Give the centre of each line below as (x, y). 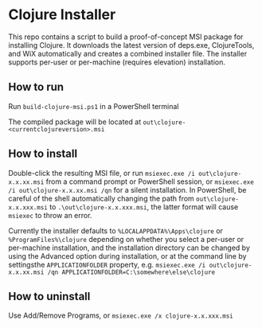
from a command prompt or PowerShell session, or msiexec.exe (150, 182)
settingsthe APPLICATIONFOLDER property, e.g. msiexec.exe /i (107, 264)
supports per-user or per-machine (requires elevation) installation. (117, 62)
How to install (43, 154)
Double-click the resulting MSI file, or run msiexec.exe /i (102, 173)
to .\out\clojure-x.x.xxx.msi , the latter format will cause (144, 207)
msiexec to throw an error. (50, 215)
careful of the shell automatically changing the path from (102, 198)
